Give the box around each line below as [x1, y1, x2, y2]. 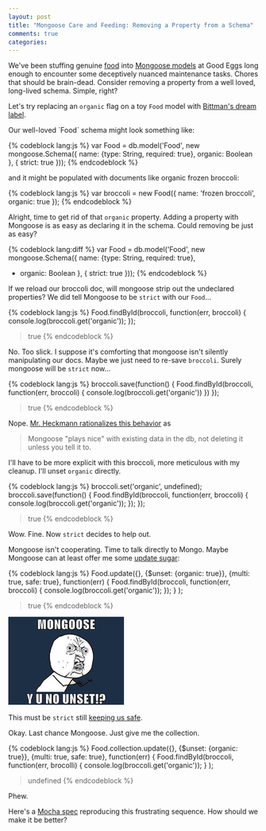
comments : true [8, 29, 59, 37]
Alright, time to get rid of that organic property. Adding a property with [8, 212, 239, 222]
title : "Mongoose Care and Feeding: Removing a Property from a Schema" [8, 21, 254, 29]
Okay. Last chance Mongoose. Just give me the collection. [8, 728, 200, 738]
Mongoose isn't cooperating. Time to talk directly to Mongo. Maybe [8, 545, 229, 554]
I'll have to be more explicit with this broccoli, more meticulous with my [8, 458, 241, 468]
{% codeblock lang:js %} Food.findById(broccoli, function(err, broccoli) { [8, 308, 246, 317]
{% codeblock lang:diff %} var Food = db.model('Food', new [8, 245, 206, 254]
